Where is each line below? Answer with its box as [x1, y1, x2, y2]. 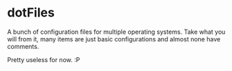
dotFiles [7, 5, 55, 21]
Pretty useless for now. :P [7, 55, 80, 63]
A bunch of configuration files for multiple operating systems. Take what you [7, 28, 226, 36]
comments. [7, 42, 39, 50]
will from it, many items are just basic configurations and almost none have [7, 34, 221, 43]
